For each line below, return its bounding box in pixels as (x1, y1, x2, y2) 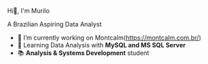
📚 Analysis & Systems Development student (17, 49, 149, 57)
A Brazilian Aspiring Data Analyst (7, 20, 102, 28)
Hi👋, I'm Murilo (7, 7, 50, 15)
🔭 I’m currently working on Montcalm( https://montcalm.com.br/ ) (17, 33, 202, 42)
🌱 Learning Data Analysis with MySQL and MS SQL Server (17, 41, 186, 49)
